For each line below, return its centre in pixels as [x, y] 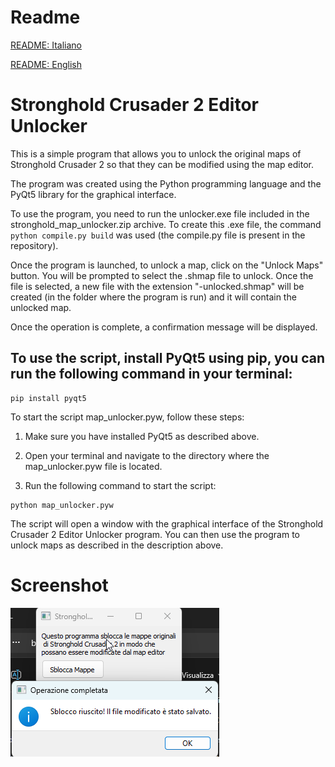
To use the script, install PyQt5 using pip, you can [168, 358]
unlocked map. [41, 307]
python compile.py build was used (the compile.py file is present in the [158, 235]
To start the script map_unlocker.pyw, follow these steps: [127, 417]
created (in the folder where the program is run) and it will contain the [153, 297]
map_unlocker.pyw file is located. [93, 466]
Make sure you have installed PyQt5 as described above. [142, 436]
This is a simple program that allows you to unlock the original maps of [156, 153]
